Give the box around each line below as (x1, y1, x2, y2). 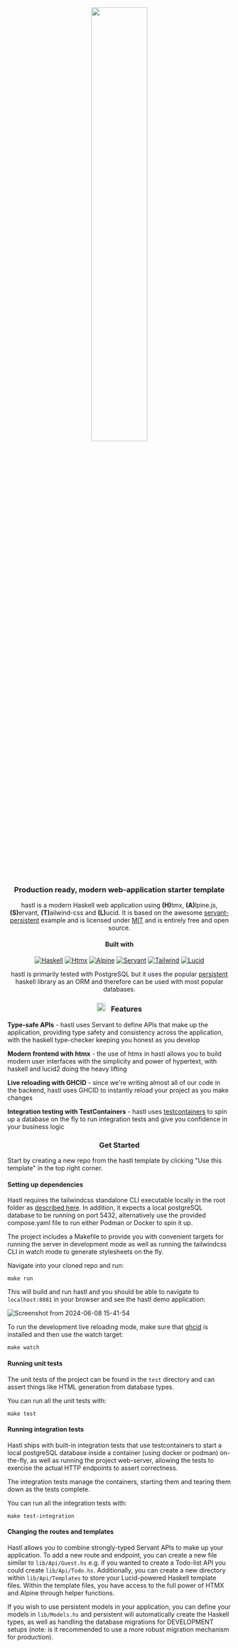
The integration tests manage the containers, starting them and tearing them (7, 1477, 231, 1486)
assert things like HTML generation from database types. (7, 1382, 175, 1391)
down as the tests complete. (7, 1485, 90, 1494)
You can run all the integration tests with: (7, 1499, 127, 1507)
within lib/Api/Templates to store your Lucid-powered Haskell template (7, 1573, 217, 1582)
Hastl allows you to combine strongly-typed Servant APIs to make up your (7, 1543, 224, 1552)
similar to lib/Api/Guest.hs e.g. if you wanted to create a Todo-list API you (7, 1558, 226, 1567)
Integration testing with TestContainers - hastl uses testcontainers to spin (7, 1107, 227, 1116)
